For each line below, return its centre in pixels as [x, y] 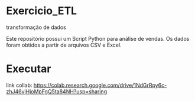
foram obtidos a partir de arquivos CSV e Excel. [64, 45]
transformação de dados [36, 27]
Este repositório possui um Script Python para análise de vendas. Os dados [98, 38]
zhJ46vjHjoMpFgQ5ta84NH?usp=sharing [57, 91]
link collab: [19, 85]
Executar [29, 69]
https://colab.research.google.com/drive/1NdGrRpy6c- [100, 85]
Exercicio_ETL [42, 11]
